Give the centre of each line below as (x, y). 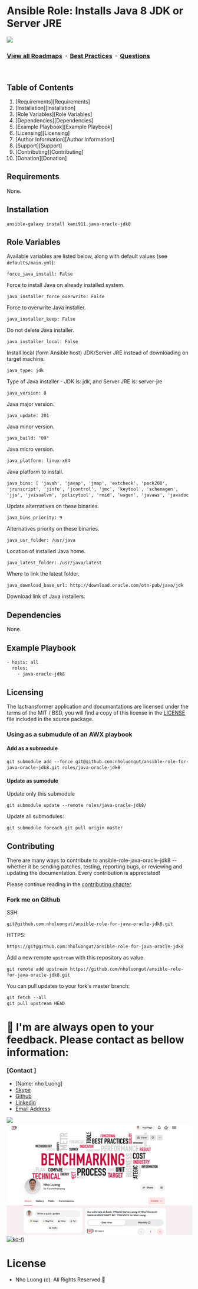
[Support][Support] (39, 146)
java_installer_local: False (42, 342)
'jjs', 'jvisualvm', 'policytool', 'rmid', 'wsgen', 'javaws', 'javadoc (98, 495)
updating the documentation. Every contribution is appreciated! (84, 873)
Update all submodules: (35, 816)
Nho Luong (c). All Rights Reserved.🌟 (60, 1280)
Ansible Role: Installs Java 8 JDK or (95, 11)
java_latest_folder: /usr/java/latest (54, 563)
